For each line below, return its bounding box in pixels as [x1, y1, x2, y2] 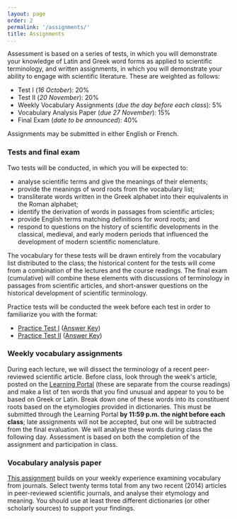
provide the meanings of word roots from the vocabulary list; [17, 185, 195, 193]
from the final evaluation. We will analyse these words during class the [7, 425, 213, 433]
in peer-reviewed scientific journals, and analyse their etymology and [7, 489, 209, 498]
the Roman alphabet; [17, 200, 79, 208]
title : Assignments [7, 30, 65, 38]
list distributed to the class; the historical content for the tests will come [7, 258, 216, 267]
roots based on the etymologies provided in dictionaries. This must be [7, 402, 212, 411]
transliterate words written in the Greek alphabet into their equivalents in [17, 192, 229, 200]
